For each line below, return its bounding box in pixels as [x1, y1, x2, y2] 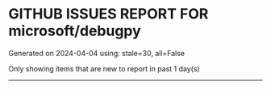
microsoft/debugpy [8, 22, 141, 40]
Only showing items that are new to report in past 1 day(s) [8, 63, 200, 73]
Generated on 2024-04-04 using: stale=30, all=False [8, 48, 186, 58]
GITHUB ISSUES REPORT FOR [8, 5, 209, 23]
